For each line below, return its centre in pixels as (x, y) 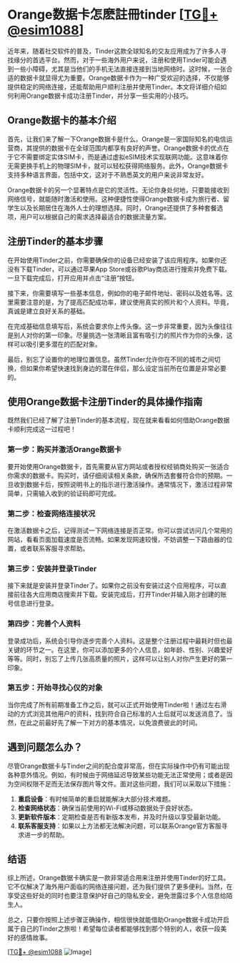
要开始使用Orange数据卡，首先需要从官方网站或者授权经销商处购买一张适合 (119, 466)
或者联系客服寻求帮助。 (54, 548)
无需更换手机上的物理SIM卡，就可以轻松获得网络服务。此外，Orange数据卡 (118, 166)
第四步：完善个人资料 (44, 624)
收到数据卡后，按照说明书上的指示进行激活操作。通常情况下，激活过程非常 (123, 484)
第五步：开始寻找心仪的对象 (55, 688)
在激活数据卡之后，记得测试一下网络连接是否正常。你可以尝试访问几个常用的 (120, 530)
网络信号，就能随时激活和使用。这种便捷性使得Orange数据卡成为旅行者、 (115, 199)
